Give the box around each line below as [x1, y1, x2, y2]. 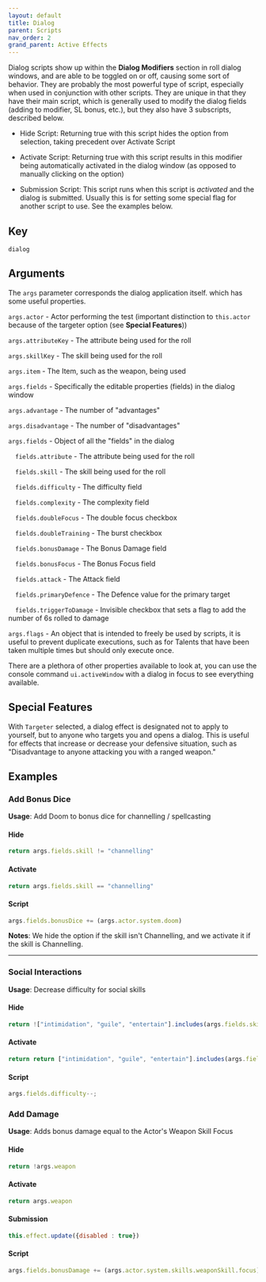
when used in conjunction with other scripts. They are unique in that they [8, 88, 247, 97]
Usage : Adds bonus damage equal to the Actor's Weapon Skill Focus [8, 1127, 234, 1136]
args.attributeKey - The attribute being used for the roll [8, 335, 192, 345]
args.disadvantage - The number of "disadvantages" [8, 421, 180, 430]
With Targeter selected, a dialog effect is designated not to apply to [8, 722, 229, 731]
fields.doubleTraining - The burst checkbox [15, 528, 162, 537]
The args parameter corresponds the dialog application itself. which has [8, 288, 243, 297]
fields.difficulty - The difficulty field [15, 482, 142, 491]
